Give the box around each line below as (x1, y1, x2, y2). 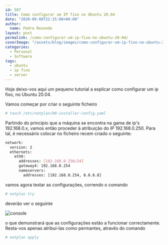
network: (5, 140, 23, 145)
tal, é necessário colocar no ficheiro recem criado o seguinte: (5, 130, 132, 136)
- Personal (9, 49, 32, 54)
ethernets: (9, 149, 32, 154)
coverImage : (5, 40, 30, 45)
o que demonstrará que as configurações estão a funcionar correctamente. (5, 219, 161, 225)
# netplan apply (5, 234, 39, 240)
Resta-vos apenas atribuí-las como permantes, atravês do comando (5, 225, 145, 231)
